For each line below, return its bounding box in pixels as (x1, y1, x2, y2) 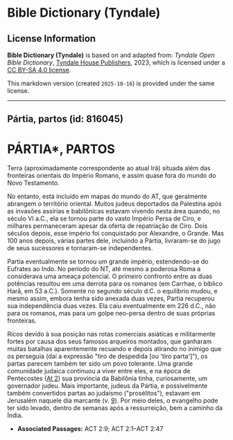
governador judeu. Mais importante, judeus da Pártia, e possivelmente (7, 382, 208, 390)
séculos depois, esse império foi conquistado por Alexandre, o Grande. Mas (7, 229, 224, 238)
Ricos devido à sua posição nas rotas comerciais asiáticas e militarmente (7, 330, 216, 339)
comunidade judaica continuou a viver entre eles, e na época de (7, 367, 191, 375)
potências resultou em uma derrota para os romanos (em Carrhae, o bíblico (7, 279, 223, 288)
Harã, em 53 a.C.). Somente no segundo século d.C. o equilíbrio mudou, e (7, 287, 218, 295)
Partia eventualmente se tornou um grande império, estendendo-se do (7, 257, 209, 266)
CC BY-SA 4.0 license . (7, 66, 71, 74)
